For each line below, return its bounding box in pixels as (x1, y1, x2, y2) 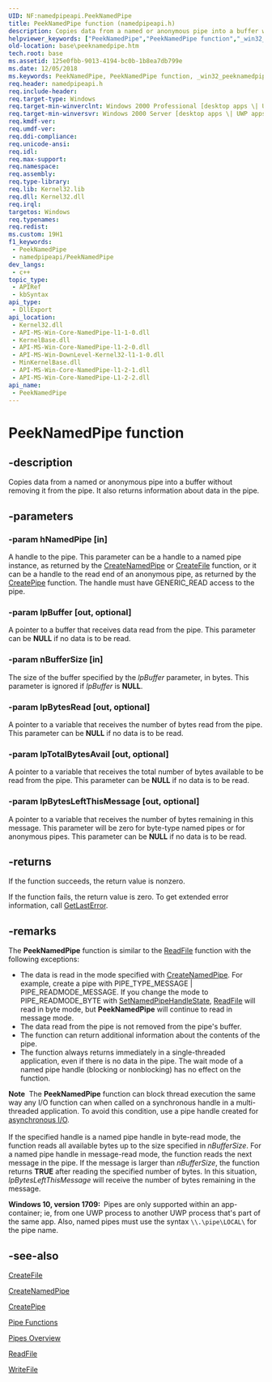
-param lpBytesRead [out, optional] (8, 701, 151, 712)
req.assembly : (8, 170, 57, 178)
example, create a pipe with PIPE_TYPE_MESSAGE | (19, 978, 193, 989)
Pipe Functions (8, 1317, 58, 1327)
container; (8, 1209, 43, 1218)
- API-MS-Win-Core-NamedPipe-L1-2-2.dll (11, 374, 151, 382)
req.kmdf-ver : (8, 118, 57, 126)
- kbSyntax (11, 291, 49, 299)
